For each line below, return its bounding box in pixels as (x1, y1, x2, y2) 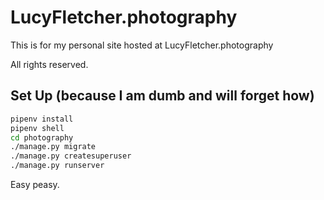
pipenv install (10, 114, 74, 124)
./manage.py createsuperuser (10, 151, 132, 161)
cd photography (10, 132, 74, 143)
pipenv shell (10, 123, 65, 133)
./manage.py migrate (10, 142, 97, 152)
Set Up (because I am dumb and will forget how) (10, 87, 315, 105)
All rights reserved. (10, 58, 89, 70)
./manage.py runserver (10, 161, 105, 171)
